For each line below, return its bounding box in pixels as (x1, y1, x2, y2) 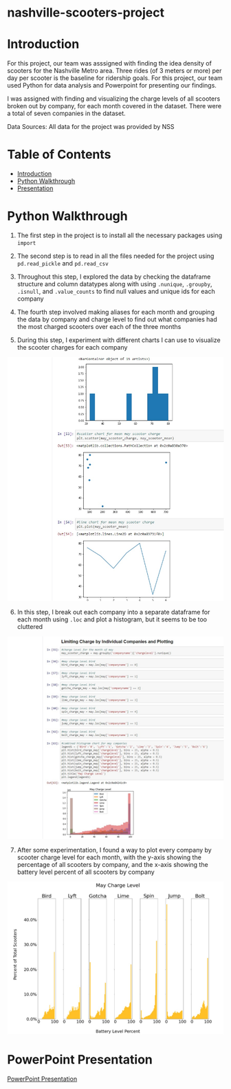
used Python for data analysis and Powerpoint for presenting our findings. (7, 81, 217, 90)
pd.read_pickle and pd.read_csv (16, 259, 109, 267)
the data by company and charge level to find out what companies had (16, 315, 218, 323)
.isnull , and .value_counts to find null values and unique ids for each (16, 288, 215, 295)
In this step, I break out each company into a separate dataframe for (16, 608, 210, 616)
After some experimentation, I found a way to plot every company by (16, 846, 212, 855)
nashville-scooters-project (7, 5, 165, 21)
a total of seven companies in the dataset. (7, 109, 126, 118)
